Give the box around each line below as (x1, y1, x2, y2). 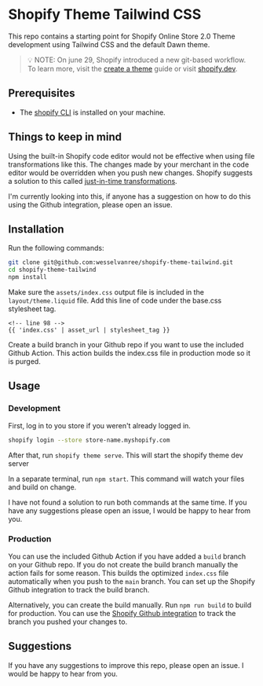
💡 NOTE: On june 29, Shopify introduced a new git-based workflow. (27, 55, 247, 64)
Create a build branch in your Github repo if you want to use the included (8, 340, 244, 349)
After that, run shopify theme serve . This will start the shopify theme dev (8, 450, 243, 460)
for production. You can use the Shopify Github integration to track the (8, 608, 236, 618)
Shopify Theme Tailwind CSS (8, 6, 202, 24)
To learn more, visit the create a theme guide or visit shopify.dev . (27, 64, 238, 73)
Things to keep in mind (8, 130, 122, 144)
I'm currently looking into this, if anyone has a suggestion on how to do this (8, 191, 251, 201)
